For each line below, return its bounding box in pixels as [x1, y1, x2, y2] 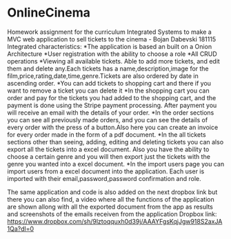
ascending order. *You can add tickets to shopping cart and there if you [7, 79, 212, 87]
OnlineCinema [7, 5, 91, 21]
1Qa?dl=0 [7, 224, 34, 233]
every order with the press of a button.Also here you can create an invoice [7, 123, 219, 131]
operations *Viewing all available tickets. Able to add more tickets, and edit [7, 57, 221, 65]
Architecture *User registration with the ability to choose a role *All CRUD [7, 50, 217, 58]
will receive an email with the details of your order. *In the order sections [7, 108, 214, 117]
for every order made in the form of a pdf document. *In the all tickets [7, 130, 206, 139]
